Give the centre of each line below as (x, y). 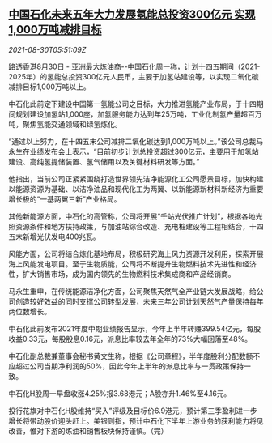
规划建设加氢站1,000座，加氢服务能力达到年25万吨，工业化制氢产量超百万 (138, 114)
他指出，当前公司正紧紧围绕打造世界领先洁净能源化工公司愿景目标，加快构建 (136, 179)
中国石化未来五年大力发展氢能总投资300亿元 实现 (132, 15)
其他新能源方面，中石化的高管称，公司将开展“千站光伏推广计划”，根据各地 (132, 216)
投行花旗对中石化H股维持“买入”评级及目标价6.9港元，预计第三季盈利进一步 (133, 411)
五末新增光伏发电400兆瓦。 (54, 236)
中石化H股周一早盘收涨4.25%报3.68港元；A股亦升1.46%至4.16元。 (120, 393)
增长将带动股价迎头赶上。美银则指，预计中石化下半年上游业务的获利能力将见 (136, 420)
